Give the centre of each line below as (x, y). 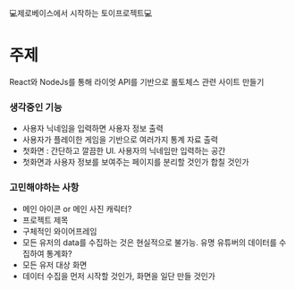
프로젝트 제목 (45, 220)
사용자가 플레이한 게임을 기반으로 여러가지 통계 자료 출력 (120, 140)
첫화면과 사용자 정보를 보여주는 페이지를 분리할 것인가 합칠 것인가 (135, 162)
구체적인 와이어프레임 (59, 231)
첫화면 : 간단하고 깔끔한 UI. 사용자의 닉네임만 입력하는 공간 (124, 151)
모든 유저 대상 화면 (55, 264)
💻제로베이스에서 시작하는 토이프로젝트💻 (81, 13)
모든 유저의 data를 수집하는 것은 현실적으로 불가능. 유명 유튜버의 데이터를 (149, 242)
